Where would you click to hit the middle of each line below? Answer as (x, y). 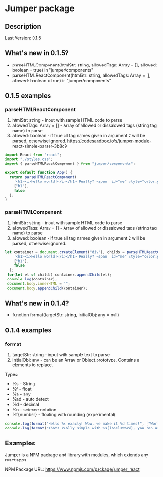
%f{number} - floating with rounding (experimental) (64, 414)
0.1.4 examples (28, 330)
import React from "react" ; (33, 155)
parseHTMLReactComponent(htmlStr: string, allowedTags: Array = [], (81, 75)
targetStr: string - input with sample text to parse (61, 354)
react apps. (16, 460)
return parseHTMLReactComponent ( (43, 177)
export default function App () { (39, 173)
